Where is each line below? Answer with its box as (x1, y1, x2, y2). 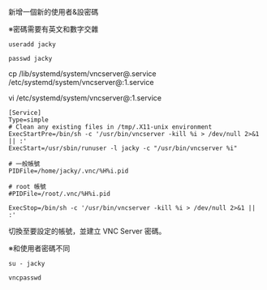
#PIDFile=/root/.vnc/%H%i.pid (8, 190, 111, 198)
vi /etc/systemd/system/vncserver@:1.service (8, 93, 162, 103)
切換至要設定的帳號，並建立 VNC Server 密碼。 (8, 226, 166, 236)
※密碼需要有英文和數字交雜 (8, 24, 99, 34)
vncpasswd (8, 274, 42, 282)
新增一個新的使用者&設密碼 (8, 7, 99, 16)
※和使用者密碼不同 (8, 244, 71, 253)
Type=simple (8, 116, 49, 124)
